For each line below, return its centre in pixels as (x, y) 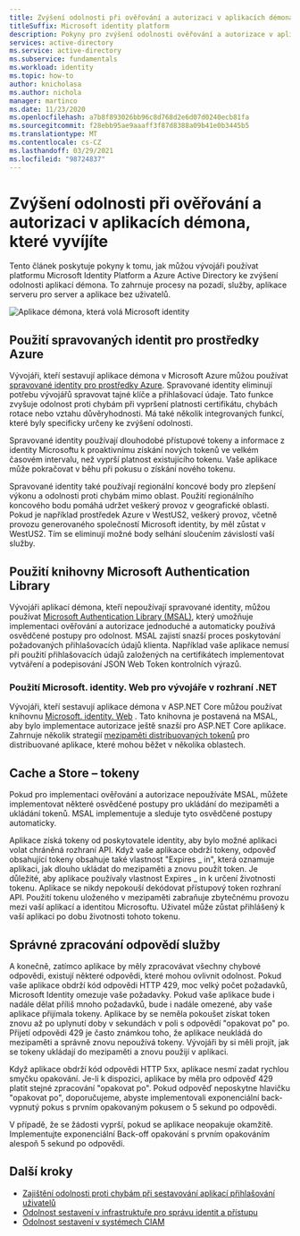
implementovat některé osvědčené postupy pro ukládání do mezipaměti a (144, 804)
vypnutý (25, 1107)
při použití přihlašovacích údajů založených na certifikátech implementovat (147, 655)
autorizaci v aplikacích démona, (130, 222)
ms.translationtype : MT (54, 134)
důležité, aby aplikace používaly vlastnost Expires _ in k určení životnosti (142, 879)
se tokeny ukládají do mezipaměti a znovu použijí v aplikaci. (119, 1052)
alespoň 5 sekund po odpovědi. (67, 1143)
